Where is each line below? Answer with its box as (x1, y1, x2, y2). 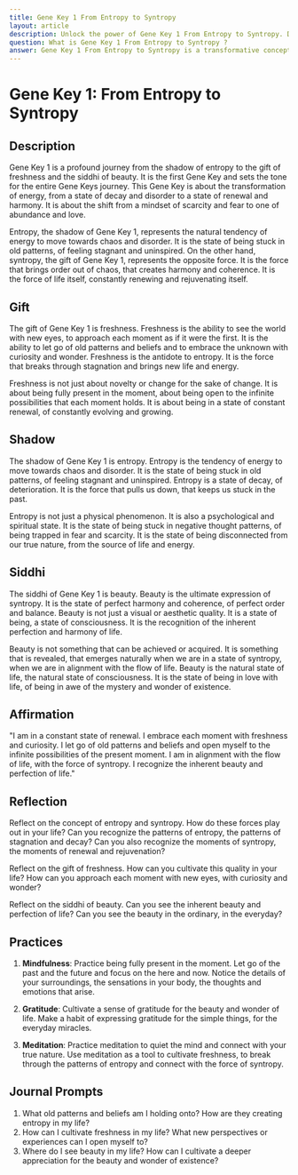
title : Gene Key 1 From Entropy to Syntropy (9, 12, 176, 22)
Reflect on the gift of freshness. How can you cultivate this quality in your (9, 863, 278, 874)
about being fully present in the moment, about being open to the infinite (9, 388, 275, 398)
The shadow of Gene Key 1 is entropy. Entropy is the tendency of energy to (9, 455, 283, 467)
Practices (9, 934, 64, 949)
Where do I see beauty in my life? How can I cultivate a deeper (21, 1146, 251, 1156)
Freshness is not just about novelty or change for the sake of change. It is (9, 378, 278, 388)
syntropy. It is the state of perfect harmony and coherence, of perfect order (9, 597, 286, 609)
